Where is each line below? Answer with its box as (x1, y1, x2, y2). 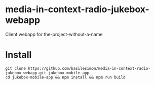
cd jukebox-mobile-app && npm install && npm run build (5, 75, 126, 80)
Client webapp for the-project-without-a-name (5, 31, 103, 37)
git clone (5, 66, 26, 71)
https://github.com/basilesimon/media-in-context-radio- (27, 66, 151, 71)
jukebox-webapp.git (5, 70, 47, 75)
